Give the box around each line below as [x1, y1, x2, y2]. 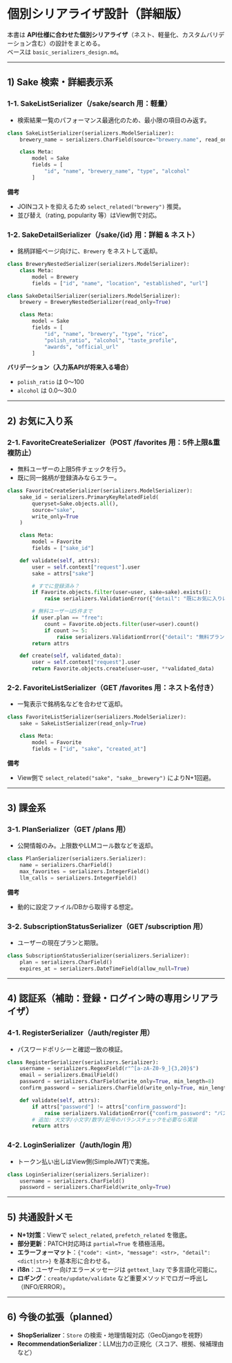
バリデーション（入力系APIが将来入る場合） [7, 363, 133, 372]
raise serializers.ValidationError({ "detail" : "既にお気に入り [43, 595, 223, 602]
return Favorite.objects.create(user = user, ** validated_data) [32, 665, 215, 672]
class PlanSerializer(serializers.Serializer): [7, 855, 147, 862]
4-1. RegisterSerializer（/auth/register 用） [7, 1028, 155, 1038]
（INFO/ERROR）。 [17, 1283, 69, 1291]
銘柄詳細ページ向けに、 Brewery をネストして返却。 [17, 247, 162, 256]
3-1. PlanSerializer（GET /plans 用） [7, 825, 130, 835]
